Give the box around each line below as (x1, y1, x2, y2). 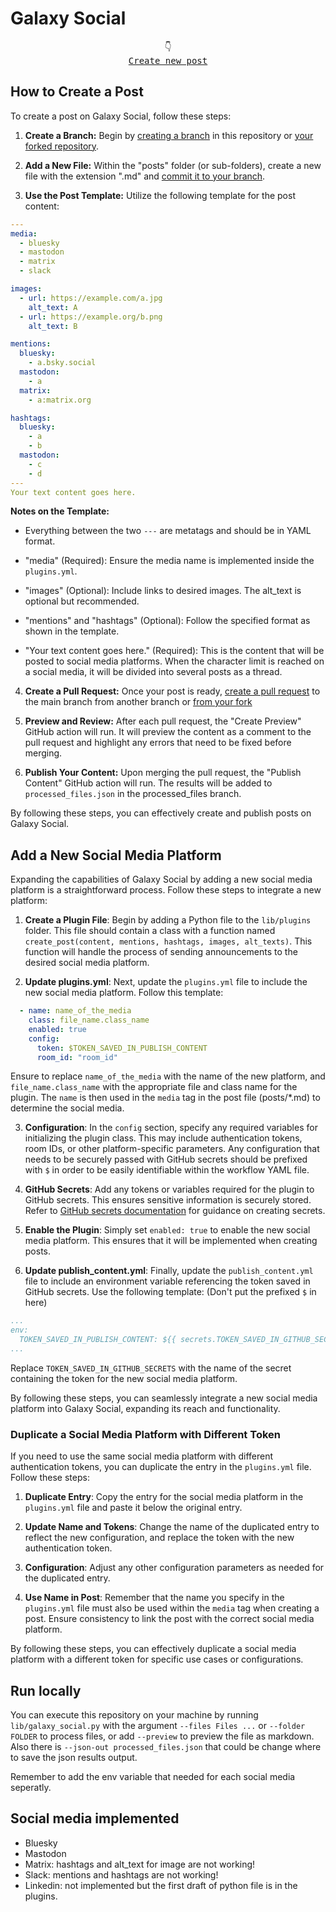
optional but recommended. (24, 595, 140, 607)
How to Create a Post (10, 83, 144, 101)
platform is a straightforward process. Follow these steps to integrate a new (10, 884, 322, 896)
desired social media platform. (24, 957, 150, 969)
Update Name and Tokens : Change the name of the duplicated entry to (24, 1521, 320, 1533)
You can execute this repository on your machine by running (10, 1709, 259, 1721)
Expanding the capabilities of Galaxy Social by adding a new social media (10, 873, 313, 886)
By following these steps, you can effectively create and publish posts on (10, 807, 312, 819)
